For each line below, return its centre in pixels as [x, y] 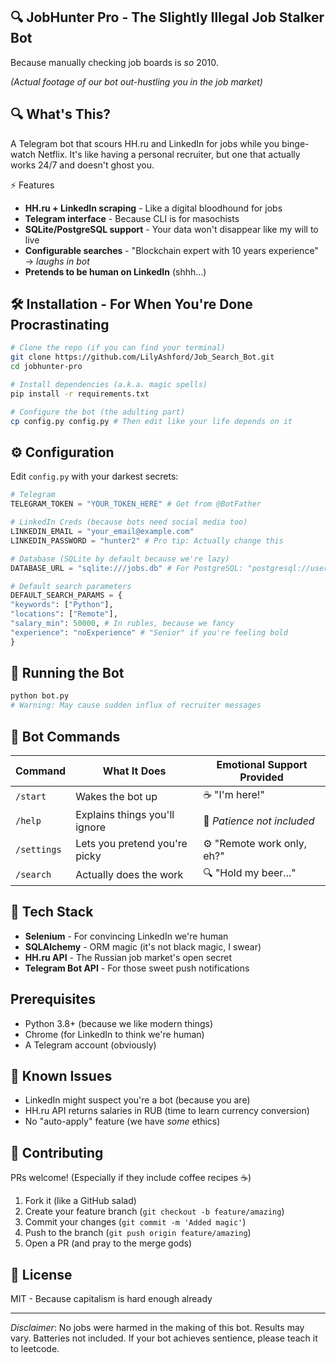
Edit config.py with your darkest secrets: [94, 476]
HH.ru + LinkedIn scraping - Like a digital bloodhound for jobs [153, 208]
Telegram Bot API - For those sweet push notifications [137, 968]
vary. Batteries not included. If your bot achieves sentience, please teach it [164, 1338]
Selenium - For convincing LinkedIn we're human [126, 936]
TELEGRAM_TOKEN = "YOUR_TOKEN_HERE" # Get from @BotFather [136, 504]
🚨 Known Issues [61, 1076]
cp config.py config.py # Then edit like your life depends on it [151, 421]
